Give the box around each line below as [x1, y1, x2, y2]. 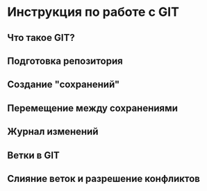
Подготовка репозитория [7, 55, 123, 66]
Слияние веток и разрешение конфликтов [7, 172, 200, 184]
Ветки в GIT [7, 149, 60, 161]
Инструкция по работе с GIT [7, 4, 179, 20]
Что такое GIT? [7, 32, 75, 44]
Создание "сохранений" [7, 79, 120, 91]
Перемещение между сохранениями [7, 102, 179, 114]
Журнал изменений [7, 126, 99, 138]
